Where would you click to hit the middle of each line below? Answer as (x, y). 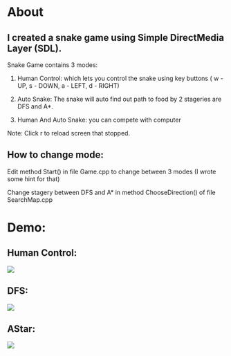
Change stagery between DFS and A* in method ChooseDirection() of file (111, 192)
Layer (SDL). (35, 48)
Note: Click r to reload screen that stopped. (68, 133)
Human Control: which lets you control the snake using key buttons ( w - (120, 78)
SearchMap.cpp (30, 199)
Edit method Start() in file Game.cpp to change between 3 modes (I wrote (112, 171)
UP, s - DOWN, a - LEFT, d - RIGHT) (68, 86)
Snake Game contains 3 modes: (53, 65)
